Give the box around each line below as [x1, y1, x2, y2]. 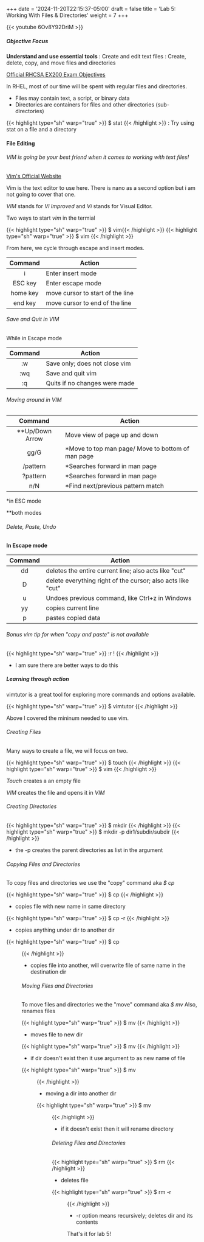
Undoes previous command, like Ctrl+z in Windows [46, 594, 192, 602]
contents [75, 1218, 98, 1226]
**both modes [6, 509, 42, 517]
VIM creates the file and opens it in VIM [6, 789, 105, 796]
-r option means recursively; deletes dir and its [75, 1212, 193, 1219]
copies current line [46, 604, 100, 612]
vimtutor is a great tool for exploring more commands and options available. [6, 691, 196, 698]
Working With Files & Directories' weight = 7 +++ [6, 12, 129, 19]
